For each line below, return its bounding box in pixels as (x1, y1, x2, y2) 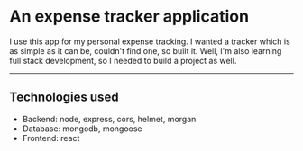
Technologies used (9, 90, 119, 105)
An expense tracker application (9, 6, 250, 27)
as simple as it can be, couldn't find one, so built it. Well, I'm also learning (9, 45, 282, 56)
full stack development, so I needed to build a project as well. (9, 55, 237, 66)
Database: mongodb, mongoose (22, 123, 142, 134)
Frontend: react (22, 132, 80, 143)
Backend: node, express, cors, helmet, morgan (22, 113, 197, 124)
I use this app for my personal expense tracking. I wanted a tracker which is (9, 36, 290, 47)
